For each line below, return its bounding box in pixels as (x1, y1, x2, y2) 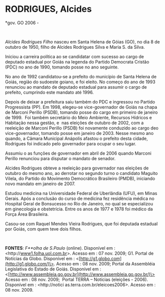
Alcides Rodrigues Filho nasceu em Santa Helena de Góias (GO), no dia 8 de (5, 38, 160, 45)
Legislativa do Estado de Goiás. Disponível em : (5, 266, 101, 272)
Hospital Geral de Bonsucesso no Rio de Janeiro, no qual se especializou (5, 200, 154, 206)
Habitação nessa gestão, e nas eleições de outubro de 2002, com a (5, 120, 144, 126)
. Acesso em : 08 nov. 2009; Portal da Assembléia (54, 261, 155, 266)
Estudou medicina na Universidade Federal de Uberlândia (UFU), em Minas (5, 190, 158, 196)
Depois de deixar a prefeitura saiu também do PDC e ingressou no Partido (5, 99, 155, 104)
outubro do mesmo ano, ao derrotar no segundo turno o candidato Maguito (5, 170, 158, 176)
